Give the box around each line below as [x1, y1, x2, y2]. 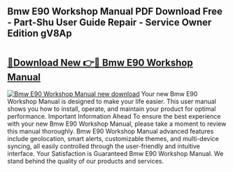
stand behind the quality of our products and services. [7, 157, 164, 165]
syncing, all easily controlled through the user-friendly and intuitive [7, 142, 201, 150]
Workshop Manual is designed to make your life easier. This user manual [7, 98, 217, 105]
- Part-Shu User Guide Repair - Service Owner [7, 17, 212, 29]
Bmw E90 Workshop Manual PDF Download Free [7, 6, 223, 18]
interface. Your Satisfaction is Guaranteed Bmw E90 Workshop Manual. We [7, 150, 224, 157]
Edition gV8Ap [7, 27, 72, 39]
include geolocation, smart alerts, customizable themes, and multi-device [7, 135, 219, 143]
